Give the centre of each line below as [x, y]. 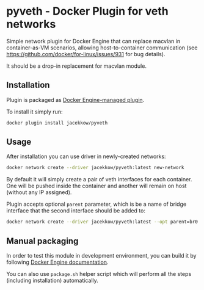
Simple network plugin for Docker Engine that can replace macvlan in [93, 41]
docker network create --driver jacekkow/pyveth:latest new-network [95, 168]
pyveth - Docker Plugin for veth [88, 11]
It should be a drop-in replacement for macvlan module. [76, 66]
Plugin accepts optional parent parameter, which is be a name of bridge [97, 204]
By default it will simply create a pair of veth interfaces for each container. [99, 179]
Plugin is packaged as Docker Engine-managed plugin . [75, 100]
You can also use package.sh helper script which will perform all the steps [99, 274]
